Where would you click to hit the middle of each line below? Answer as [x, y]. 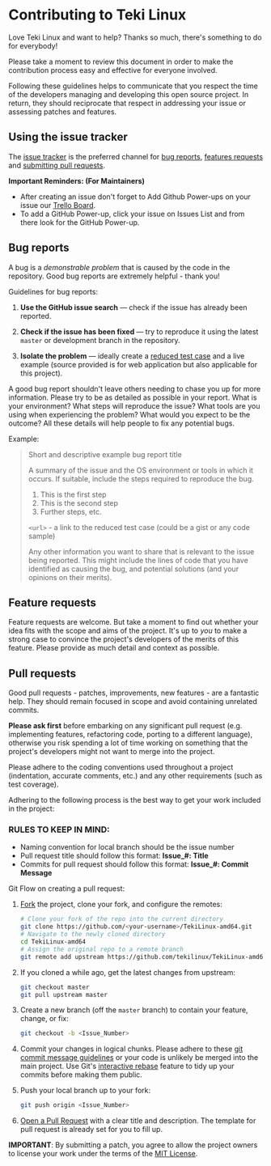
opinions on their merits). [70, 577]
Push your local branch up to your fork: [85, 1091]
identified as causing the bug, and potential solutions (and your [133, 569]
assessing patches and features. [63, 112]
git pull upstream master [64, 994]
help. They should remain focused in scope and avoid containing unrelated [133, 702]
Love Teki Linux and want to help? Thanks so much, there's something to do [135, 37]
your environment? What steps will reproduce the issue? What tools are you [134, 405]
